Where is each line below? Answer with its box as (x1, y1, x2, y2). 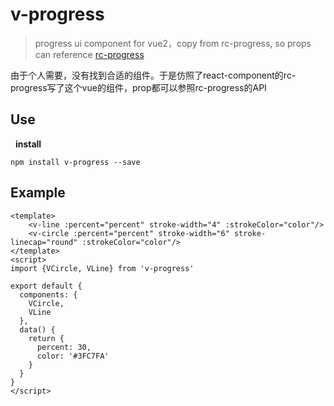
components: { (19, 289, 78, 300)
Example (10, 184, 66, 202)
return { (28, 333, 65, 343)
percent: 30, (36, 342, 92, 352)
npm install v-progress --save (10, 157, 141, 167)
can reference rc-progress (34, 48, 145, 60)
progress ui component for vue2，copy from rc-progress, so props (34, 37, 312, 49)
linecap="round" (10, 237, 78, 247)
